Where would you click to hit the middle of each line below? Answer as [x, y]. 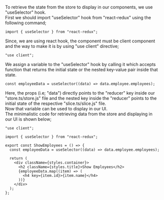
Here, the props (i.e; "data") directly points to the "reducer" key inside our [80, 93]
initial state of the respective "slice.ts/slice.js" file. [56, 103]
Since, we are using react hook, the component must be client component [80, 41]
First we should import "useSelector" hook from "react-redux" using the [78, 17]
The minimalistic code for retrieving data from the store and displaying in [79, 114]
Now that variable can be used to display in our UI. [56, 109]
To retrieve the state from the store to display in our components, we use [79, 7]
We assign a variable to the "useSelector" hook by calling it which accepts [81, 64]
